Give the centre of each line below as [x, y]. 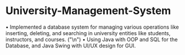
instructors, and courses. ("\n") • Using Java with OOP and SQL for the [92, 39]
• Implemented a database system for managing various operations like [92, 27]
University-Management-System [88, 11]
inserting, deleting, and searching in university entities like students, [88, 33]
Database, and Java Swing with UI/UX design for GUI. [71, 46]
